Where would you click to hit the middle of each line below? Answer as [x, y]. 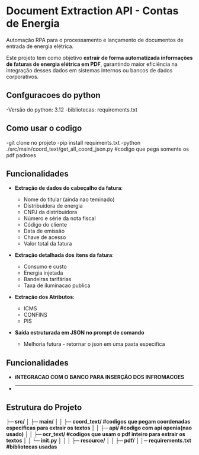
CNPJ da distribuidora [50, 212]
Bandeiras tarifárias [47, 279]
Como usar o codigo [44, 128]
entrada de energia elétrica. [40, 46]
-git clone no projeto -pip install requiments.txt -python [73, 142]
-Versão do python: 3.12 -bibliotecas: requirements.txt [72, 109]
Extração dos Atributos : [45, 297]
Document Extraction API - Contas [92, 11]
